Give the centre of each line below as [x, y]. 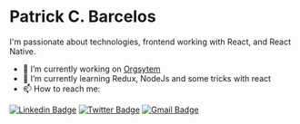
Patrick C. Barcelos [83, 17]
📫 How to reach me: [61, 89]
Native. [23, 51]
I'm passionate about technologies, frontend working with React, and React [150, 42]
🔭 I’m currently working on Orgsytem [91, 69]
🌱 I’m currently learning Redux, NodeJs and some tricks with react [146, 78]
